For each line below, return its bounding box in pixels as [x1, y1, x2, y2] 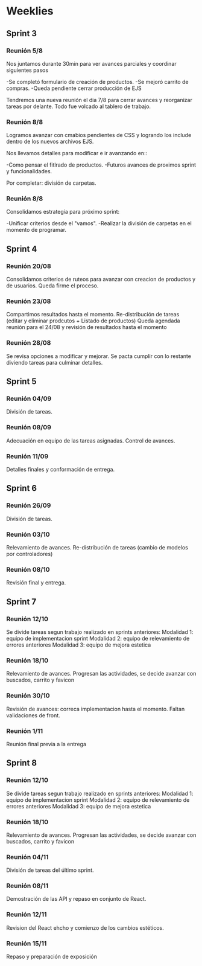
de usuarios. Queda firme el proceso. [6, 282, 99, 289]
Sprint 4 [6, 243, 37, 254]
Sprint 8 [6, 758, 37, 768]
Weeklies [6, 4, 54, 18]
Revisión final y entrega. [6, 579, 66, 586]
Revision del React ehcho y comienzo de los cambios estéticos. [6, 924, 164, 931]
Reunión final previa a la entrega [6, 740, 86, 747]
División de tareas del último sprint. [6, 866, 94, 874]
